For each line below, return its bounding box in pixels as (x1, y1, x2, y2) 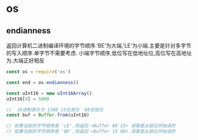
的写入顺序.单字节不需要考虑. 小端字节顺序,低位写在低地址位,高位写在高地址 (6, 49, 193, 57)
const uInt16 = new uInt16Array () (6, 90, 93, 97)
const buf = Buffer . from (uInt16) (6, 112, 90, 118)
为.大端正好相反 (6, 57, 45, 64)
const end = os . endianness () (6, 79, 79, 85)
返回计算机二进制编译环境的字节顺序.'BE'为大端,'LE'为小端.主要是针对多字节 (6, 42, 191, 49)
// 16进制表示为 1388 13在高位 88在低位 (6, 107, 103, 113)
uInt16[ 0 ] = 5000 (6, 96, 50, 102)
